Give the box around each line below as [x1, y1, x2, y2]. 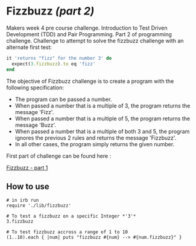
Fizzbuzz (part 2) [6, 4, 95, 18]
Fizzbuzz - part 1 [6, 164, 48, 171]
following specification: [6, 83, 65, 91]
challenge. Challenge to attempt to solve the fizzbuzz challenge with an [6, 37, 184, 44]
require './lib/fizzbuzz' [6, 202, 71, 209]
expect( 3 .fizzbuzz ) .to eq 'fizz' [11, 60, 96, 67]
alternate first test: [6, 44, 52, 51]
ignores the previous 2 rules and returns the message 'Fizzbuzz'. [14, 134, 177, 141]
